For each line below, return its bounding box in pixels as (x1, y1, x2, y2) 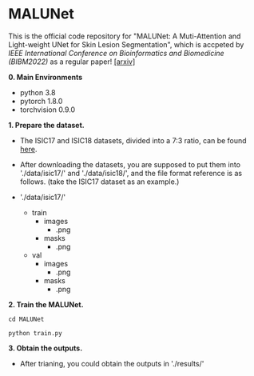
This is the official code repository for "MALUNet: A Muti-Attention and (8, 31, 241, 41)
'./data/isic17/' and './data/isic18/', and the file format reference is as (19, 168, 242, 178)
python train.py (8, 329, 62, 337)
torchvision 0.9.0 (19, 105, 76, 114)
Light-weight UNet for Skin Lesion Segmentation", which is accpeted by (8, 39, 244, 49)
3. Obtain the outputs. (8, 343, 83, 353)
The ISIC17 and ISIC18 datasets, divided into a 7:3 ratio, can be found (19, 135, 247, 145)
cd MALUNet (8, 315, 45, 323)
